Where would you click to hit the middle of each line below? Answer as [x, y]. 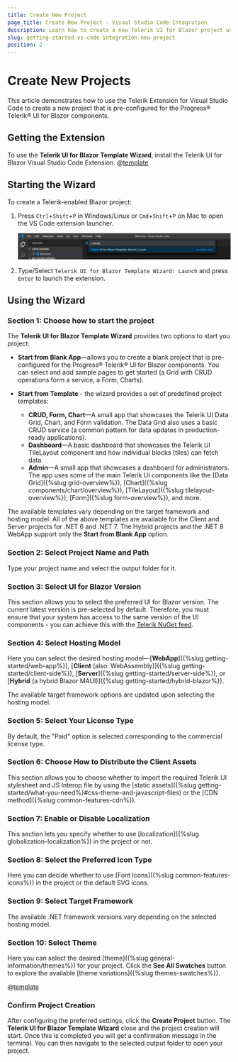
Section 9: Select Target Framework [70, 901]
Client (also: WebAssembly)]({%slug [127, 666]
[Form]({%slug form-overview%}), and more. [136, 498]
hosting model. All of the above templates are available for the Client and [113, 519]
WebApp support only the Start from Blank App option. [88, 534]
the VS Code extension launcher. [66, 223]
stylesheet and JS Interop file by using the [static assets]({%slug [102, 785]
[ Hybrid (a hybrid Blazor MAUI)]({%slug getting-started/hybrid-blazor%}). [116, 681]
